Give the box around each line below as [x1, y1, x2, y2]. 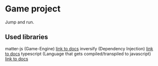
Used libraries [5, 33, 48, 41]
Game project [5, 3, 61, 14]
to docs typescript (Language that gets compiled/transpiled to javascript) [5, 51, 151, 56]
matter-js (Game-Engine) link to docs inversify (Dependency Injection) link [5, 45, 154, 51]
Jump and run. [5, 19, 34, 25]
